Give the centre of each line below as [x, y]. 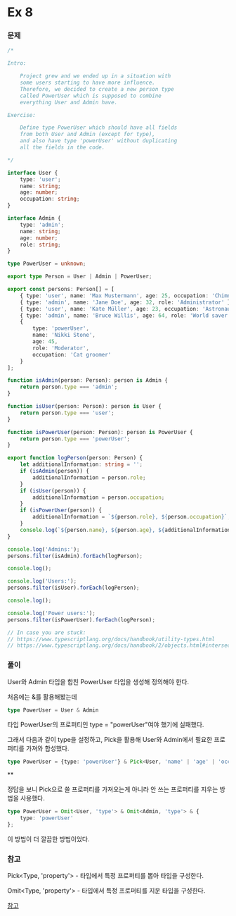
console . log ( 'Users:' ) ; [42, 581]
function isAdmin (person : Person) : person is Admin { [88, 380]
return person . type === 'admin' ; [69, 387]
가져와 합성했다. [47, 748]
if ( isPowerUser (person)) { [61, 510]
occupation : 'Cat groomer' [72, 354]
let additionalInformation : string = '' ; [81, 465]
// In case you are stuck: [47, 632]
